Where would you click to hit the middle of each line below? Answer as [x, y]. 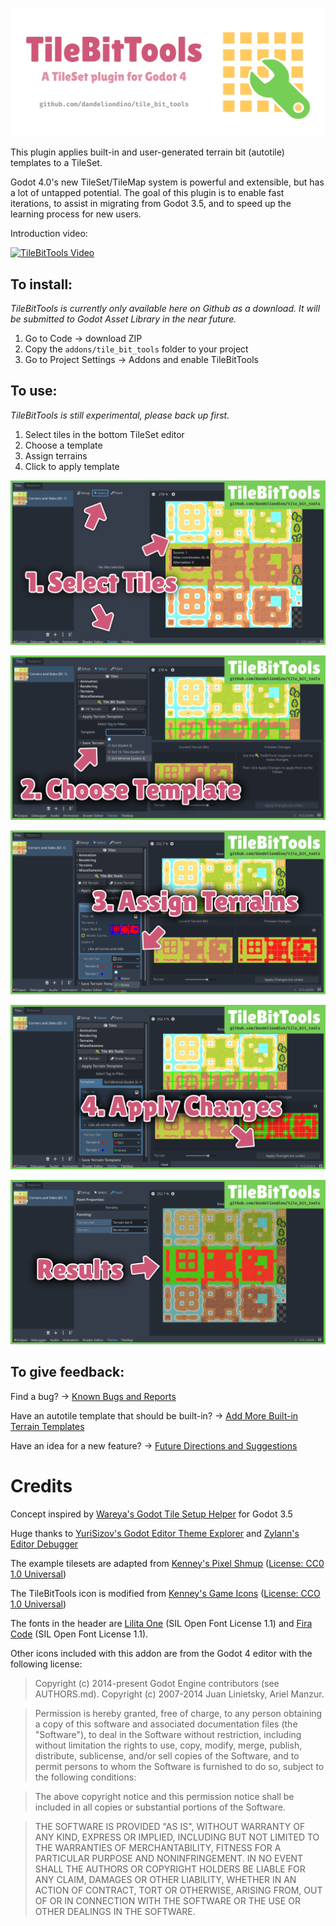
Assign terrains [56, 455]
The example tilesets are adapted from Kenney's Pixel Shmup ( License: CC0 [167, 1563]
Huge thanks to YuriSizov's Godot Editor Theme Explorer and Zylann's [155, 1533]
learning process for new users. [76, 214]
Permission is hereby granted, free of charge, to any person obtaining [178, 1713]
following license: [46, 1664]
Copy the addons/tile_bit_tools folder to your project [136, 349]
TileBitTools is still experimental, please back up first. [120, 415]
